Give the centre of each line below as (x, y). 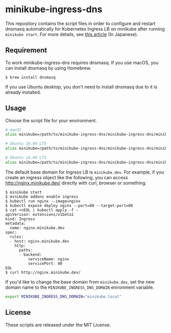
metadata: (16, 223)
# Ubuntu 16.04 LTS (26, 144)
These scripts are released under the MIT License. (58, 325)
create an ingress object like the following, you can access (67, 177)
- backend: (30, 255)
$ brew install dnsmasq (31, 77)
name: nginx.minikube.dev (37, 228)
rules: (17, 237)
